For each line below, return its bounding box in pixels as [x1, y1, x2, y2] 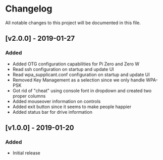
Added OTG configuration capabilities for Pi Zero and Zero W [12, 61, 140, 67]
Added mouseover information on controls [12, 98, 101, 104]
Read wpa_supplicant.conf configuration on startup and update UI [12, 71, 150, 77]
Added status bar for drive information [12, 109, 92, 115]
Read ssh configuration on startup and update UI [12, 66, 115, 72]
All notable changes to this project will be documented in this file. [5, 20, 141, 26]
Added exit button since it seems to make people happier [12, 104, 132, 110]
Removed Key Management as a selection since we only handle [12, 76, 145, 83]
